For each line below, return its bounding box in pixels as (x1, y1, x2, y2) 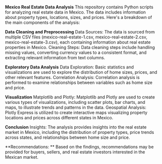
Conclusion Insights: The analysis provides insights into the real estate (5, 124, 147, 130)
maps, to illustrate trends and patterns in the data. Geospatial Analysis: (5, 104, 146, 110)
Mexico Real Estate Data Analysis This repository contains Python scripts (5, 4, 154, 10)
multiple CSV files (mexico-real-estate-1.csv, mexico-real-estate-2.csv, (5, 34, 147, 40)
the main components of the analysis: (5, 19, 80, 25)
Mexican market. (5, 154, 39, 160)
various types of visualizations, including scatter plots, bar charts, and (5, 99, 146, 105)
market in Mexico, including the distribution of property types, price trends (5, 130, 154, 135)
